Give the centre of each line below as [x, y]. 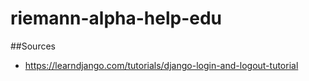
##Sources [33, 46]
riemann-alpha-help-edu [116, 18]
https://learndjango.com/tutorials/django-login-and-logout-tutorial [161, 65]
